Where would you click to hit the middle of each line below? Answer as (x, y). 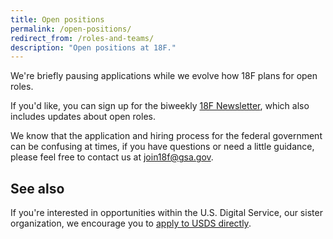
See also (37, 188)
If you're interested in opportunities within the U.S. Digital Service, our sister (166, 213)
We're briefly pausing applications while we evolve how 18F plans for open (164, 76)
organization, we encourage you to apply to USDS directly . (131, 223)
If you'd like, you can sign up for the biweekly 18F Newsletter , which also (160, 106)
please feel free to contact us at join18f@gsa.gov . (112, 157)
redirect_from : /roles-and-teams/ (82, 38)
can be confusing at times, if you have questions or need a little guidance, (162, 147)
